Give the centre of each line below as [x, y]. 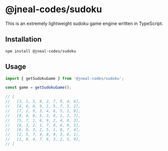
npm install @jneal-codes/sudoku [41, 51]
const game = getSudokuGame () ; [38, 87]
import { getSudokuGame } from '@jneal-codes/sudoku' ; [65, 78]
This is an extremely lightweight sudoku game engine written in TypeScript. [84, 23]
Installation [23, 39]
